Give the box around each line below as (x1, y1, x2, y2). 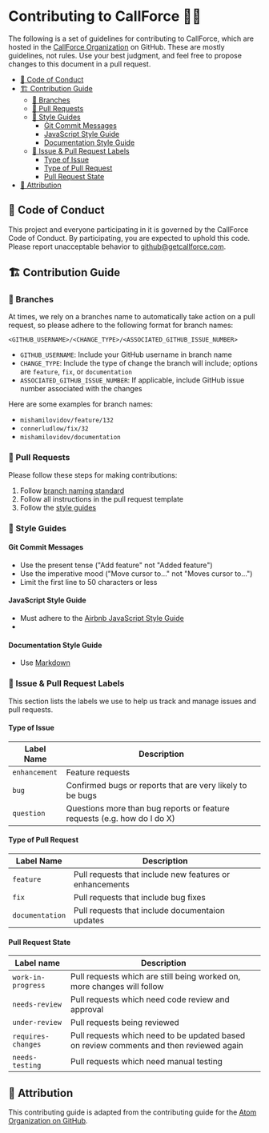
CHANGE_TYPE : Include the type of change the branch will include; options (19, 358, 258, 368)
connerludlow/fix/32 (19, 425, 89, 433)
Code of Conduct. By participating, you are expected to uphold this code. (8, 233, 251, 242)
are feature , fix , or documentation (19, 367, 133, 377)
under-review (12, 1018, 62, 1027)
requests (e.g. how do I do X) (66, 812, 175, 823)
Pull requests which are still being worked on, (70, 971, 241, 983)
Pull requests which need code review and (70, 994, 230, 1005)
